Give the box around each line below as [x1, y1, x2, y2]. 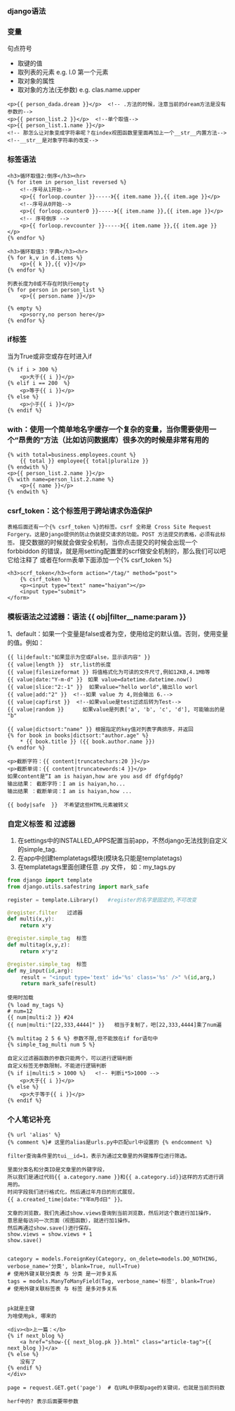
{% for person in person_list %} [7, 286, 105, 293]
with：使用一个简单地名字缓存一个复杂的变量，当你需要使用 [7, 424, 209, 434]
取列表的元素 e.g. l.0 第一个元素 [17, 68, 109, 77]
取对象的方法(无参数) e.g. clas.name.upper [17, 86, 140, 94]
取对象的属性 [17, 77, 55, 85]
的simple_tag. [17, 845, 58, 853]
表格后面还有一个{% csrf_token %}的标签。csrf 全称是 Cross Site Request [7, 524, 212, 531]
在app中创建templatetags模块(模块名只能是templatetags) [17, 854, 182, 862]
